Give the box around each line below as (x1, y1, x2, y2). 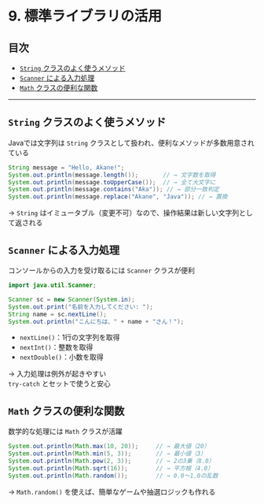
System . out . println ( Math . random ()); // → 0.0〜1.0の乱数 (8, 472, 218, 480)
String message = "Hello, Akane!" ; (8, 163, 125, 172)
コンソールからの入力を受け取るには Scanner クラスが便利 (8, 265, 195, 275)
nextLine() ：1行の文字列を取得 (19, 332, 120, 343)
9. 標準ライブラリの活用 (8, 7, 163, 25)
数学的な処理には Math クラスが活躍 (8, 427, 123, 436)
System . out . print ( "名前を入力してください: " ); (8, 302, 153, 311)
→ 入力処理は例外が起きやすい (8, 369, 107, 379)
